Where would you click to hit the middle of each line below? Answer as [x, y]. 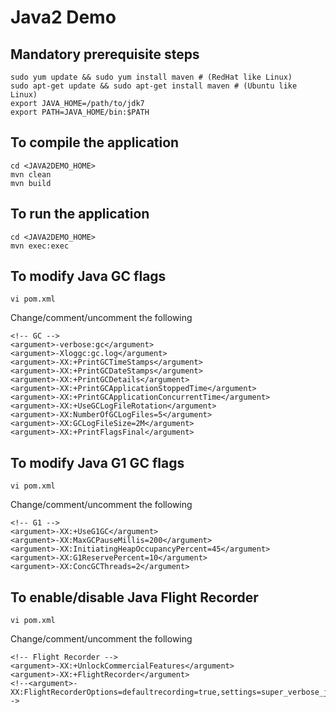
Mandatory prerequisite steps [105, 54]
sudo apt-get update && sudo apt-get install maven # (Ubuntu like [154, 86]
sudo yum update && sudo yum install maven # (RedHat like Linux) [151, 77]
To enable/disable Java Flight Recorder [134, 597]
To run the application [80, 214]
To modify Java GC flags [88, 276]
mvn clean [31, 174]
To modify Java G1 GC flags [97, 462]
